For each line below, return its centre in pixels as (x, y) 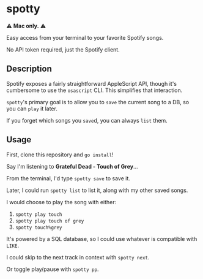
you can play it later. (32, 109)
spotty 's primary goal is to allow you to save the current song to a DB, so (98, 102)
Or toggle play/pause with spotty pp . (53, 269)
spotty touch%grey (39, 227)
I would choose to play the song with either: (61, 202)
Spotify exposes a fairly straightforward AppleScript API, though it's (92, 83)
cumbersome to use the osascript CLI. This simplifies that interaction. (94, 90)
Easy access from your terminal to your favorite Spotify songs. (85, 37)
